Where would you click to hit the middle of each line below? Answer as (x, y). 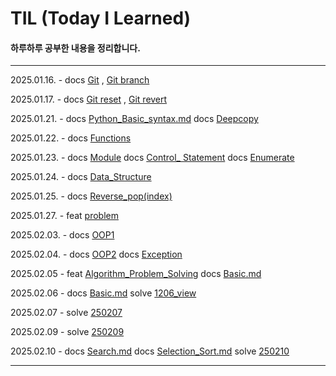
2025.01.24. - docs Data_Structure (81, 177)
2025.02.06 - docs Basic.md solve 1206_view (103, 293)
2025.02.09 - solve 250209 (67, 332)
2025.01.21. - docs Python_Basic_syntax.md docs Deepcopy (134, 119)
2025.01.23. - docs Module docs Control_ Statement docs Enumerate (152, 158)
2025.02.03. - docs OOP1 (62, 235)
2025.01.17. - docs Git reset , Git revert (89, 99)
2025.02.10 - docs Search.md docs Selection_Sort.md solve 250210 (150, 351)
